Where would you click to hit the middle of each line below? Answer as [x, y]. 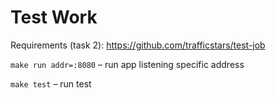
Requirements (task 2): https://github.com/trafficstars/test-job [138, 45]
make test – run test [51, 83]
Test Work [54, 17]
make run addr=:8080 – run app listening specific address [127, 64]
